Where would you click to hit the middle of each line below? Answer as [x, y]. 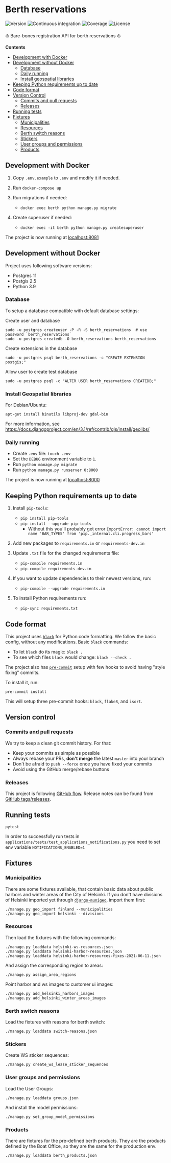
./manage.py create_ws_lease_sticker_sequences [57, 1065]
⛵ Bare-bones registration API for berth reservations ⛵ [63, 36]
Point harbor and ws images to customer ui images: [59, 984]
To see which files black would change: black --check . [72, 657]
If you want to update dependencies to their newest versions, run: [82, 578]
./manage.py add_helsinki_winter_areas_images [56, 998]
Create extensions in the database [41, 348]
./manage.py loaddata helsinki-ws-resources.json [59, 947]
